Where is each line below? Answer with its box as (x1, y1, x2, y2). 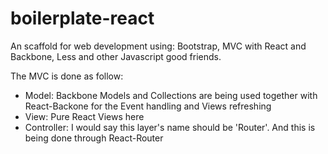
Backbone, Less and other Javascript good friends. (10, 50, 222, 62)
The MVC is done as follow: (10, 70, 124, 82)
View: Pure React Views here (24, 110, 145, 122)
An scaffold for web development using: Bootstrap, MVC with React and (10, 40, 307, 52)
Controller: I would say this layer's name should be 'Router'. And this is (24, 121, 316, 133)
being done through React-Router (24, 132, 164, 144)
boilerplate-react (10, 7, 155, 30)
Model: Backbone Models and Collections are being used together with (24, 89, 318, 101)
